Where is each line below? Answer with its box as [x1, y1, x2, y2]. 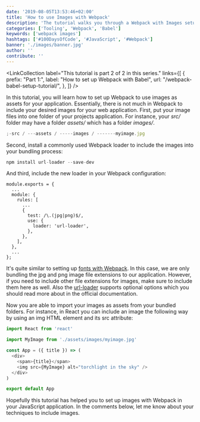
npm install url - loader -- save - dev [6, 159, 95, 165]
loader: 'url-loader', [32, 223, 89, 229]
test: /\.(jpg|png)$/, [27, 213, 84, 219]
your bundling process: [6, 147, 63, 155]
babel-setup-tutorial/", [6, 82, 61, 89]
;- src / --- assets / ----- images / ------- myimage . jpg [6, 131, 145, 136]
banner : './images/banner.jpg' [6, 42, 84, 48]
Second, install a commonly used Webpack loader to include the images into [6, 141, 194, 148]
